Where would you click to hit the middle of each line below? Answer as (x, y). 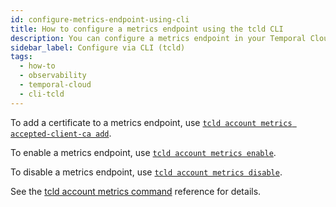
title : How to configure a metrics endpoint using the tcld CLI (147, 29)
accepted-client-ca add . (61, 133)
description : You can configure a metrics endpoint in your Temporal (158, 38)
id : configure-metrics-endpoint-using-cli (100, 19)
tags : (21, 57)
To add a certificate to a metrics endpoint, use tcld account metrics (151, 122)
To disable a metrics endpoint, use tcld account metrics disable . (146, 172)
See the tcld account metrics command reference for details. (136, 191)
